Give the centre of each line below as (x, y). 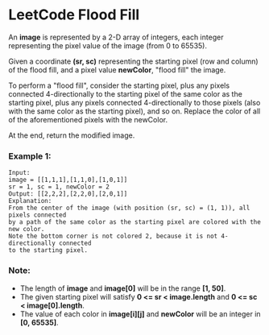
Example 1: (30, 156)
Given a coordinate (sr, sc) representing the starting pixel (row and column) (134, 61)
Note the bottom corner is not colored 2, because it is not (113, 236)
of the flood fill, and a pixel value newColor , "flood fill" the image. (117, 69)
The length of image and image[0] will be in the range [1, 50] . (123, 288)
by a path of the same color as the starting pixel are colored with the (135, 222)
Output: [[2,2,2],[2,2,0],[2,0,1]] (68, 194)
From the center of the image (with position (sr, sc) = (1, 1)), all (129, 208)
